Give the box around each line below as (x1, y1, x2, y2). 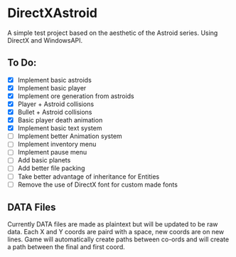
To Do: (7, 57, 37, 69)
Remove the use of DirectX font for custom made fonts (17, 180, 178, 189)
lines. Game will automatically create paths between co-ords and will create (7, 235, 230, 243)
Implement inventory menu (17, 140, 97, 149)
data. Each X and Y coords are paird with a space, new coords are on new (7, 228, 225, 236)
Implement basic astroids (17, 75, 92, 84)
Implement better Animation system (17, 132, 122, 140)
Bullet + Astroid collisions (17, 108, 92, 116)
